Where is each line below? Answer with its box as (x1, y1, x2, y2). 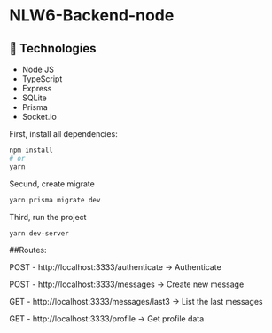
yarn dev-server (9, 228, 69, 238)
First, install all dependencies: (9, 129, 118, 139)
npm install (9, 146, 53, 155)
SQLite (21, 92, 47, 103)
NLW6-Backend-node (9, 5, 175, 26)
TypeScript (21, 74, 63, 84)
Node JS (21, 64, 55, 75)
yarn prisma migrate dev (9, 195, 101, 204)
